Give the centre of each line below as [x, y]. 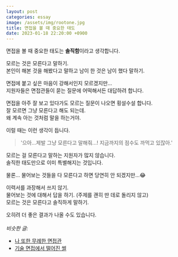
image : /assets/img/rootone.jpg [45, 22]
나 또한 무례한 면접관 [38, 241]
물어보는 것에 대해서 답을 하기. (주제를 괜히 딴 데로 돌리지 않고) [77, 195]
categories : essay [28, 17]
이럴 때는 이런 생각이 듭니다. [38, 131]
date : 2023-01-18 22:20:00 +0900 [47, 34]
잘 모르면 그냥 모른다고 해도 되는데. [46, 111]
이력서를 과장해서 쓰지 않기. [37, 188]
